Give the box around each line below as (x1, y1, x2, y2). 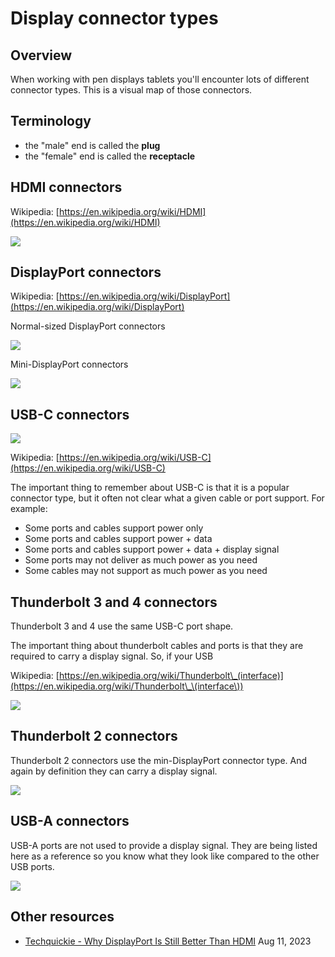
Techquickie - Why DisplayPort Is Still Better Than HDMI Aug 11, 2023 (24, 935, 312, 947)
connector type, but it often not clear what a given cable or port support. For (10, 492, 325, 504)
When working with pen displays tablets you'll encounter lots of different (10, 73, 310, 85)
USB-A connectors (10, 813, 130, 830)
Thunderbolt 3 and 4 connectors (10, 593, 218, 611)
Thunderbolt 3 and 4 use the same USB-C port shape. (10, 620, 234, 632)
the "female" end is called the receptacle (24, 150, 196, 162)
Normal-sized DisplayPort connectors (10, 320, 166, 332)
